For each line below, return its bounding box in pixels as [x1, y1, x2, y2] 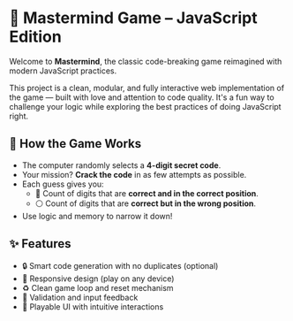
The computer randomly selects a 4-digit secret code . [21, 159, 222, 171]
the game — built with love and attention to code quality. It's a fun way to [9, 92, 275, 103]
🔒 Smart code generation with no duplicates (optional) [21, 260, 219, 271]
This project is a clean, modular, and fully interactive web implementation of [9, 82, 285, 93]
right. [9, 111, 29, 121]
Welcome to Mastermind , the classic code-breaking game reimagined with [9, 56, 282, 66]
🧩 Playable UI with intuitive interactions [21, 301, 164, 312]
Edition [9, 27, 62, 47]
